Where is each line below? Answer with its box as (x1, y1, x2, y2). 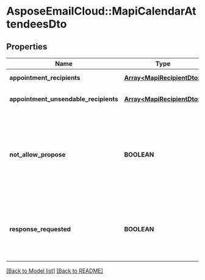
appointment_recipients (9, 74, 81, 82)
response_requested (9, 225, 71, 233)
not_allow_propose (9, 150, 66, 159)
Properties (6, 41, 48, 52)
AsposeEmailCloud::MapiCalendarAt (6, 4, 196, 18)
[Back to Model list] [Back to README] (6, 267, 104, 275)
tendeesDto (6, 17, 67, 31)
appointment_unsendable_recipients (9, 95, 118, 103)
